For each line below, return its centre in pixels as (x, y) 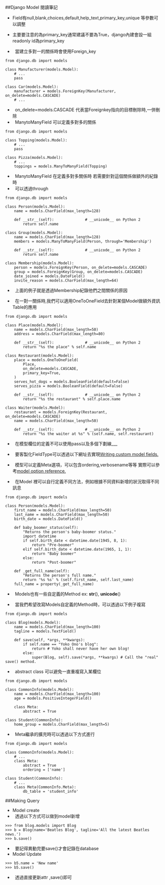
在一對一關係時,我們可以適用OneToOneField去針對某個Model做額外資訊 (87, 301)
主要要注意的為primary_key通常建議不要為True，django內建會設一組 (82, 35)
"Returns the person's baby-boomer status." (70, 532)
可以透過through (31, 188)
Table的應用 (25, 307)
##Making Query (22, 801)
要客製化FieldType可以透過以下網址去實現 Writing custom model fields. (86, 454)
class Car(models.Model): (32, 87)
